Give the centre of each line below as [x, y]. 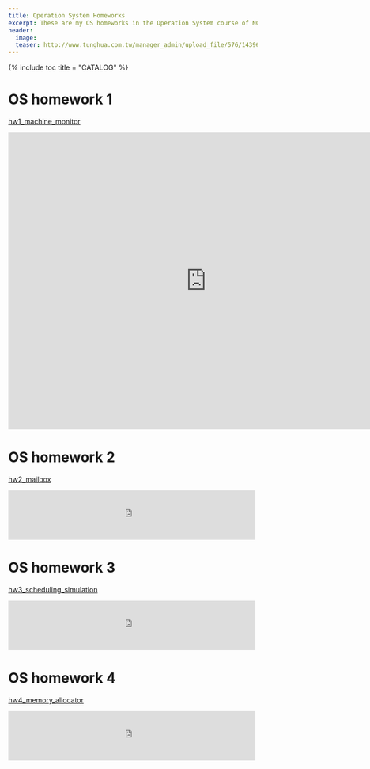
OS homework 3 [62, 568]
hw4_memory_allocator [46, 700]
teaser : [28, 45]
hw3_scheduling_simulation [53, 589]
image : [26, 38]
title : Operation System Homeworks [67, 15]
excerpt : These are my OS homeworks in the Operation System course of [128, 23]
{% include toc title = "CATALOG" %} [68, 67]
